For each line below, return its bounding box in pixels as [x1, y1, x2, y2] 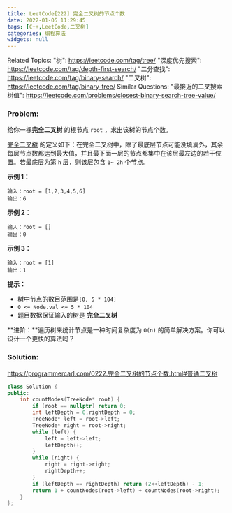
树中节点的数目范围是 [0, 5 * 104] [17, 295, 117, 304]
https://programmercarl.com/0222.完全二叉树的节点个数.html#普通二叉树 [7, 369, 218, 378]
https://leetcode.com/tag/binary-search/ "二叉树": [7, 74, 152, 82]
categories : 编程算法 [7, 29, 66, 37]
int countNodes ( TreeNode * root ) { [20, 396, 120, 403]
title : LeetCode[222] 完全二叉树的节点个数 [7, 10, 126, 17]
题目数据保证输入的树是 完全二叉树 [17, 311, 117, 320]
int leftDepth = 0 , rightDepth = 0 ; [32, 409, 136, 416]
